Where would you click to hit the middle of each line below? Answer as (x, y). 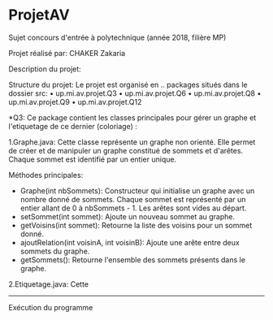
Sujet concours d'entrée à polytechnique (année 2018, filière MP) (117, 37)
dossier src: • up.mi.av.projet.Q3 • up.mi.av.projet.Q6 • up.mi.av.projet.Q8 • (135, 93)
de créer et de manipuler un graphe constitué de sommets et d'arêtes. (126, 150)
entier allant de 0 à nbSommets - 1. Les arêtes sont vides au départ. (133, 208)
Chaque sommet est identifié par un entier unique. (93, 159)
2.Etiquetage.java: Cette (49, 284)
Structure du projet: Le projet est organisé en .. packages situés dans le (128, 84)
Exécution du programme (51, 307)
